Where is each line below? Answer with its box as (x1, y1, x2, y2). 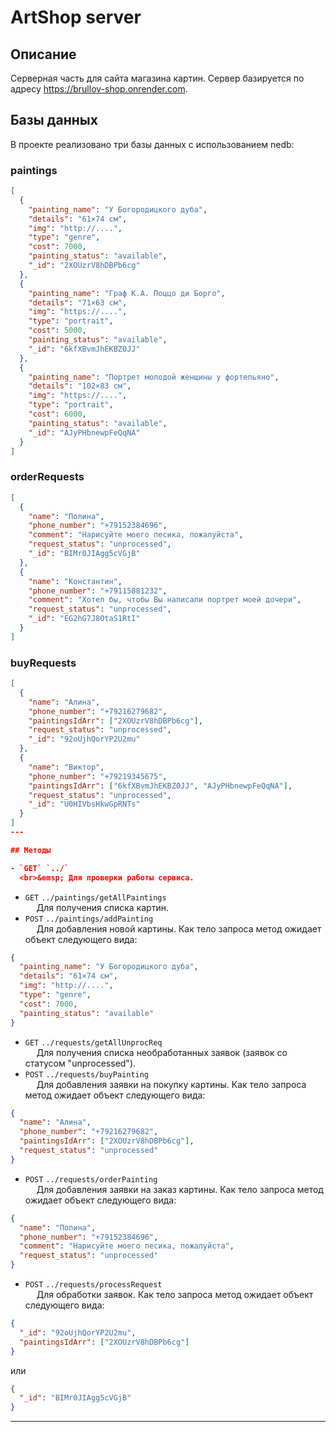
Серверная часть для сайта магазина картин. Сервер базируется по (10, 72, 305, 84)
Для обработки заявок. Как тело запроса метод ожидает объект (36, 1289, 314, 1301)
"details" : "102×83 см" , (28, 381, 132, 391)
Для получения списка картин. (36, 901, 169, 913)
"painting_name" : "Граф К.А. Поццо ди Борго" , (28, 288, 226, 298)
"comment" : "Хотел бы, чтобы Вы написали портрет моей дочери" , (28, 595, 302, 605)
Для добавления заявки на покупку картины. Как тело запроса (36, 1078, 307, 1090)
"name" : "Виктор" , (28, 762, 105, 772)
